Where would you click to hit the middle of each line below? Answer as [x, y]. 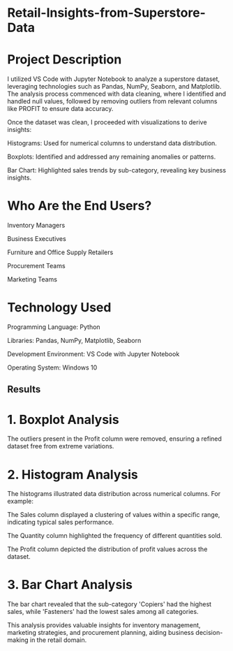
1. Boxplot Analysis [63, 419]
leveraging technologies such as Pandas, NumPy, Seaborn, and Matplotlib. [114, 87]
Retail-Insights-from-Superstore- [106, 13]
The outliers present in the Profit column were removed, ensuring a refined [114, 439]
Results [24, 389]
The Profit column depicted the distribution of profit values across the [107, 549]
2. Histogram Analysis [73, 475]
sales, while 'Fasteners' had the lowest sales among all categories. [103, 612]
